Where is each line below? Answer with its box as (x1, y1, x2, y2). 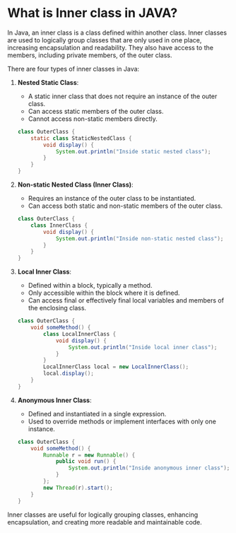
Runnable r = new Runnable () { (43, 451, 136, 459)
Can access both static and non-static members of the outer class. (28, 201, 223, 210)
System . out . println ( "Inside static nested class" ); (55, 148, 211, 155)
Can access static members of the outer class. (28, 107, 164, 115)
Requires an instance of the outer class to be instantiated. (28, 194, 196, 203)
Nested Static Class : (17, 78, 79, 86)
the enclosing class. (28, 304, 87, 312)
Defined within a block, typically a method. (28, 281, 153, 290)
